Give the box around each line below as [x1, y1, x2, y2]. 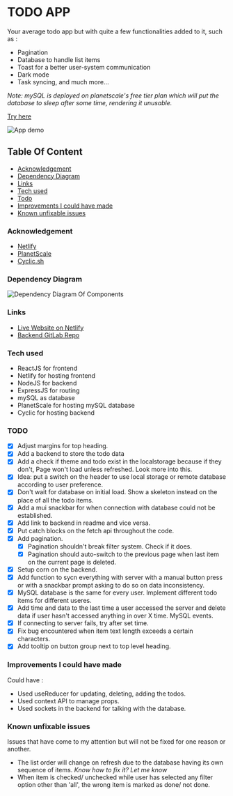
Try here [7, 112, 32, 121]
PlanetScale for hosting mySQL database [17, 401, 136, 409]
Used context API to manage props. [17, 696, 120, 705]
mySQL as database [17, 393, 75, 401]
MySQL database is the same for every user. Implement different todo [17, 588, 218, 597]
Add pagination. [17, 534, 63, 542]
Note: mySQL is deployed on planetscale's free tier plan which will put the [7, 91, 219, 100]
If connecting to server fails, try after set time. [17, 619, 150, 627]
